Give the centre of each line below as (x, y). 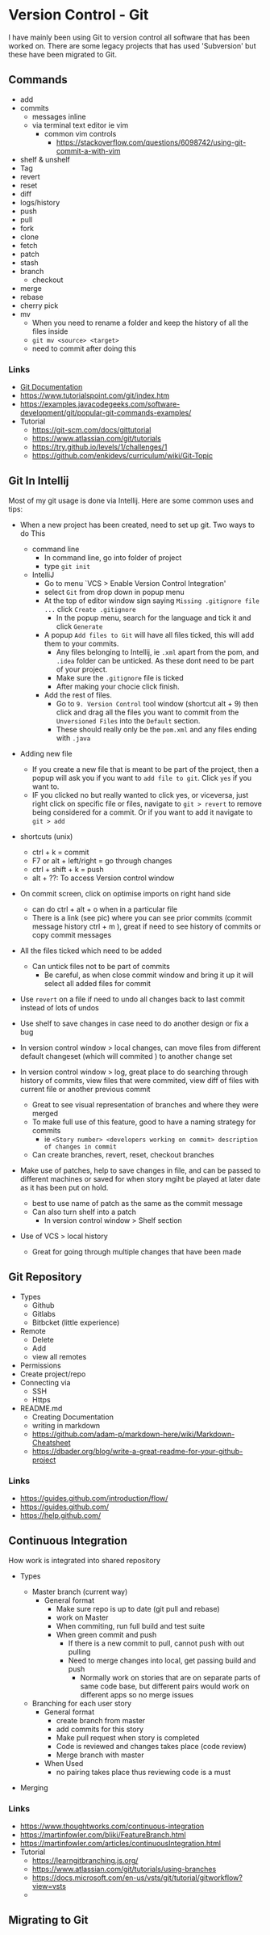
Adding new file (46, 753)
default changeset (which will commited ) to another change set (126, 1056)
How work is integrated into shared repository (85, 1560)
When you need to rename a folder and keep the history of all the (140, 322)
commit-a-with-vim (88, 150)
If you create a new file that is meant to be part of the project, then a (145, 769)
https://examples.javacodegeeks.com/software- (100, 404)
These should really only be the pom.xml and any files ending (156, 729)
